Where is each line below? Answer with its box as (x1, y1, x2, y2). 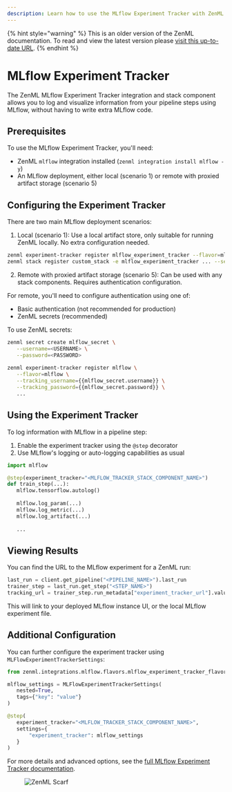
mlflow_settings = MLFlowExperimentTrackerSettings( (7, 681, 162, 688)
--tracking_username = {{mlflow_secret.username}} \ (16, 377, 166, 384)
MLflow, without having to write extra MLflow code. (7, 105, 153, 114)
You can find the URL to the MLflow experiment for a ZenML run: (7, 563, 191, 572)
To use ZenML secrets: (7, 326, 72, 334)
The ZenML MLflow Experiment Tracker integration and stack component (7, 91, 216, 99)
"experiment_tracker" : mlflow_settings (28, 732, 144, 739)
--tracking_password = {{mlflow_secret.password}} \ (16, 384, 166, 391)
